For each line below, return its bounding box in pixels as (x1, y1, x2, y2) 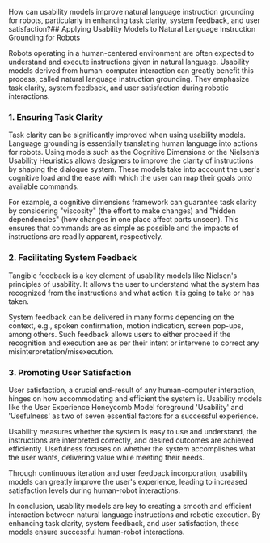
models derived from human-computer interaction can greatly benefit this (8, 66, 255, 75)
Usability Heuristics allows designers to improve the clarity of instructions (8, 156, 254, 165)
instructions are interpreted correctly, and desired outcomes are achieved (8, 435, 255, 445)
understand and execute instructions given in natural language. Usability (8, 57, 250, 66)
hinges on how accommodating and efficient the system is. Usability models (8, 393, 263, 404)
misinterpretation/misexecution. (8, 346, 115, 356)
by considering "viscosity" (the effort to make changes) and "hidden (8, 206, 236, 216)
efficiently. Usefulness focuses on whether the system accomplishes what (8, 443, 256, 453)
